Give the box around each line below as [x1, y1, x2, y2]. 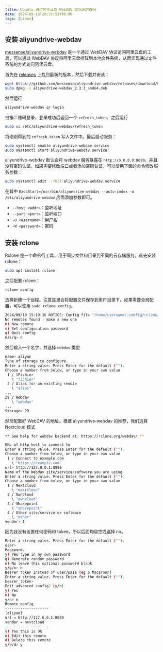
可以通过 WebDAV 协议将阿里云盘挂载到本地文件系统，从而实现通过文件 [13, 55, 157, 61]
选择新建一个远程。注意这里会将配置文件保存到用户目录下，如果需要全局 [5, 297, 149, 302]
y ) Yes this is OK [5, 629, 42, 634]
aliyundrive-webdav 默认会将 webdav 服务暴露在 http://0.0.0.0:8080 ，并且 [5, 157, 158, 163]
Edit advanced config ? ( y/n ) [5, 583, 64, 588]
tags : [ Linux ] [5, 16, 34, 21]
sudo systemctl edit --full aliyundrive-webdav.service [5, 179, 120, 184]
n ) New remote [5, 321, 34, 326]
